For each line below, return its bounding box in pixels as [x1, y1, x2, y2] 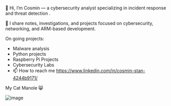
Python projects [12, 51, 46, 57]
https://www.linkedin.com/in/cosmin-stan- [56, 68, 145, 74]
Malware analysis [12, 46, 50, 51]
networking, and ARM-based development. [5, 26, 96, 32]
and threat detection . [5, 10, 51, 16]
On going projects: [5, 36, 44, 41]
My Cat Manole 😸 [5, 85, 43, 91]
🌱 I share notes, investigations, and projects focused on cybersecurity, [5, 20, 154, 26]
